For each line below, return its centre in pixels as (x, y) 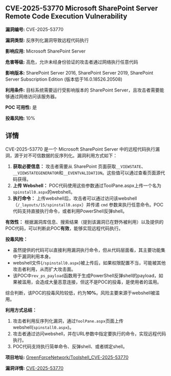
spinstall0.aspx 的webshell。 (44, 192)
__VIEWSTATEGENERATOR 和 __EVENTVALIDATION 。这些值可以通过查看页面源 (87, 173)
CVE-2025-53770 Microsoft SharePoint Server (82, 8)
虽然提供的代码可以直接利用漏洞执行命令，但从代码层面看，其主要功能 (87, 250)
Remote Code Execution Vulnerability (66, 17)
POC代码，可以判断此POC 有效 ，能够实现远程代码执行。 (64, 228)
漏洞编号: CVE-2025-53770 (35, 29)
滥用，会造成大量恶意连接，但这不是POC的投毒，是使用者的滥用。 (92, 282)
